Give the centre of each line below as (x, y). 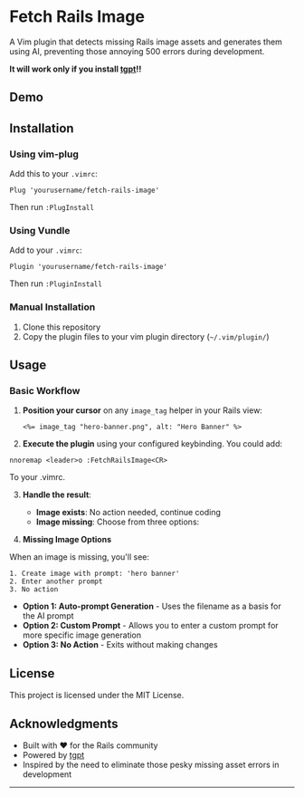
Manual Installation (52, 307)
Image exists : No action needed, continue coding (128, 513)
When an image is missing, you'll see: (80, 557)
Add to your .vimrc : (46, 250)
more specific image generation (82, 635)
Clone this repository (62, 327)
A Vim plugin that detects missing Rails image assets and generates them (146, 42)
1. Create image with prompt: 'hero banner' (95, 574)
